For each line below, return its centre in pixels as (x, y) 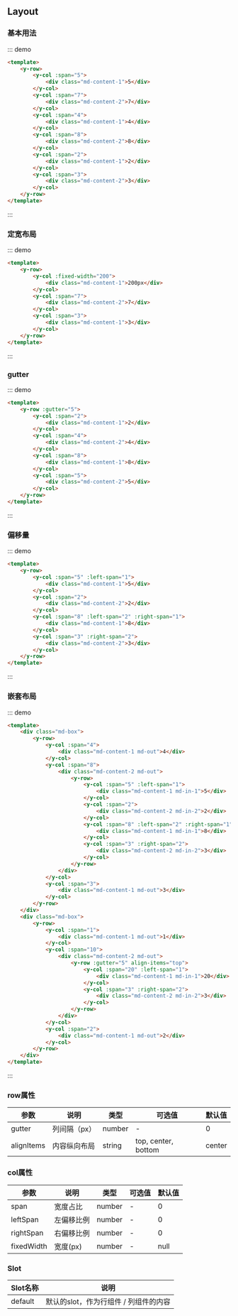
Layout (23, 12)
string (112, 1146)
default (23, 1301)
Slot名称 (25, 1288)
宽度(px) (68, 1246)
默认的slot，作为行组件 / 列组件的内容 (108, 1301)
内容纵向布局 (74, 1146)
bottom (147, 1150)
